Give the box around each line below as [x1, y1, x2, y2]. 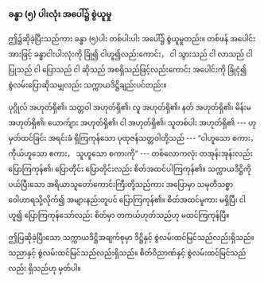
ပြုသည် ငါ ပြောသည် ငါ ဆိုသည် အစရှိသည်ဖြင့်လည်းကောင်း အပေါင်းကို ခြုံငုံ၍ [8, 65, 247, 75]
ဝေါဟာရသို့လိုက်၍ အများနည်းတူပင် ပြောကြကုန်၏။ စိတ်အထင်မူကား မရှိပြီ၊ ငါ [8, 195, 247, 204]
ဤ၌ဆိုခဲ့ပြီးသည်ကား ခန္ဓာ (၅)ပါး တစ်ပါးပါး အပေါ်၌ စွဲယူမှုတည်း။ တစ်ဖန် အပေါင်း [8, 34, 256, 44]
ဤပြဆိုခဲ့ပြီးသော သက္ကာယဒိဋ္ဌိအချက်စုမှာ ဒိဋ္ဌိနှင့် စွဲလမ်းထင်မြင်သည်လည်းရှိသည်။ [8, 233, 254, 242]
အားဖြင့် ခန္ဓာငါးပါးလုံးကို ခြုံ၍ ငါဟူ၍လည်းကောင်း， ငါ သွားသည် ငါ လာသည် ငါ [8, 49, 253, 59]
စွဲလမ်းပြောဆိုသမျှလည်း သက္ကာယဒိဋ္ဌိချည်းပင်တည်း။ [8, 80, 167, 90]
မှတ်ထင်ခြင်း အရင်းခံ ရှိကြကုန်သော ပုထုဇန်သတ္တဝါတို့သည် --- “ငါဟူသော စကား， [8, 134, 258, 143]
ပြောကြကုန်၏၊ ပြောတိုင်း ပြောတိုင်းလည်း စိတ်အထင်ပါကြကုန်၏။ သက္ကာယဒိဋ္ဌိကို [8, 165, 252, 174]
